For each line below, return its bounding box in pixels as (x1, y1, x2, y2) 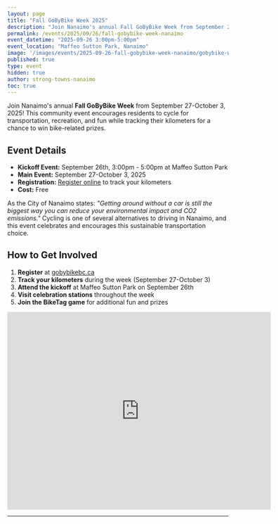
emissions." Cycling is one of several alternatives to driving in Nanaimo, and (7, 214, 227, 222)
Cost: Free (17, 186, 49, 194)
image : (7, 50, 27, 57)
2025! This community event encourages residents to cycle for (7, 109, 190, 117)
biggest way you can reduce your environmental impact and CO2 (7, 207, 197, 215)
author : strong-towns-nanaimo (7, 75, 96, 83)
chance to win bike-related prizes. (7, 124, 107, 132)
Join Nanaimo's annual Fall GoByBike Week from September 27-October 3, (7, 101, 226, 110)
